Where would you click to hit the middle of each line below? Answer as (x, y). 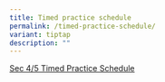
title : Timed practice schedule (70, 18)
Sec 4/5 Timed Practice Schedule (72, 68)
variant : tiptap (40, 34)
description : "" (40, 43)
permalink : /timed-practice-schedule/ (82, 26)
